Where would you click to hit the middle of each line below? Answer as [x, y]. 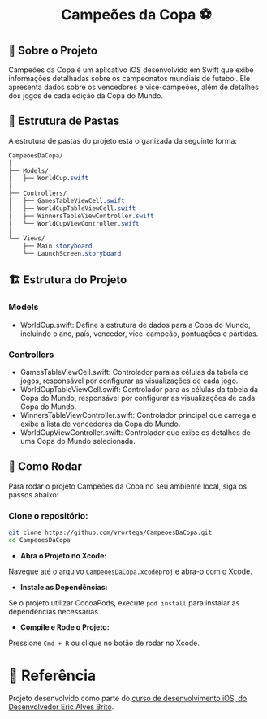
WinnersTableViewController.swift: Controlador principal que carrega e [138, 415]
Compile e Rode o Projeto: [65, 627]
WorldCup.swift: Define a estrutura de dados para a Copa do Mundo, [136, 325]
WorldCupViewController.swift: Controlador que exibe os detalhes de [135, 433]
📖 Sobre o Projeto [53, 50]
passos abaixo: [34, 494]
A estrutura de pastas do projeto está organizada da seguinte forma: [123, 140]
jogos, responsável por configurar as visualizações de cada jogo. [129, 381]
